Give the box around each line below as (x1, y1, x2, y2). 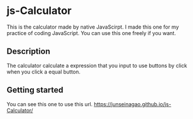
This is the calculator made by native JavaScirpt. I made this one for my (6, 23, 179, 30)
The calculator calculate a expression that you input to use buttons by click (6, 62, 188, 69)
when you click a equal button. (6, 68, 81, 75)
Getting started (6, 85, 64, 95)
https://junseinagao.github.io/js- (94, 100, 171, 107)
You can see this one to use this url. (6, 100, 93, 107)
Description (6, 47, 50, 57)
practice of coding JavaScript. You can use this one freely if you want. (6, 29, 176, 36)
